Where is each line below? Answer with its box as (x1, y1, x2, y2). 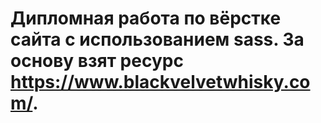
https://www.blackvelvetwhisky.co (10, 71, 311, 94)
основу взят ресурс (10, 50, 184, 72)
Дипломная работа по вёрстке (10, 7, 282, 30)
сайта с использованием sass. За (10, 28, 305, 51)
